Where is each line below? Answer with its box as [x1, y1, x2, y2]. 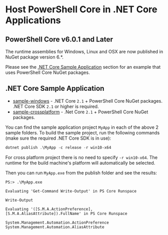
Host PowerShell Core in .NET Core [5, 4, 158, 15]
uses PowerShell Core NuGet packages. [5, 69, 90, 75]
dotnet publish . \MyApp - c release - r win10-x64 [5, 145, 111, 150]
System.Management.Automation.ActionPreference [5, 220, 109, 225]
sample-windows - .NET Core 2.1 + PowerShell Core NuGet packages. [12, 97, 163, 104]
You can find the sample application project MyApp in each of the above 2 [5, 124, 159, 130]
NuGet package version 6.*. [5, 54, 64, 60]
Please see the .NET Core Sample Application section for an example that [5, 64, 161, 70]
